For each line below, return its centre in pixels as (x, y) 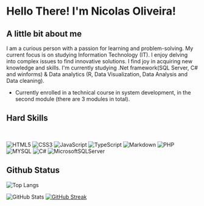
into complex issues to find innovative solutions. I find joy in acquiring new (100, 61)
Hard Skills (27, 118)
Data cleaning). (25, 81)
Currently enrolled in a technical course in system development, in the (103, 92)
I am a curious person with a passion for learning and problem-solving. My (100, 48)
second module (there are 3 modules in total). (72, 99)
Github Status (33, 170)
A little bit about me (44, 34)
